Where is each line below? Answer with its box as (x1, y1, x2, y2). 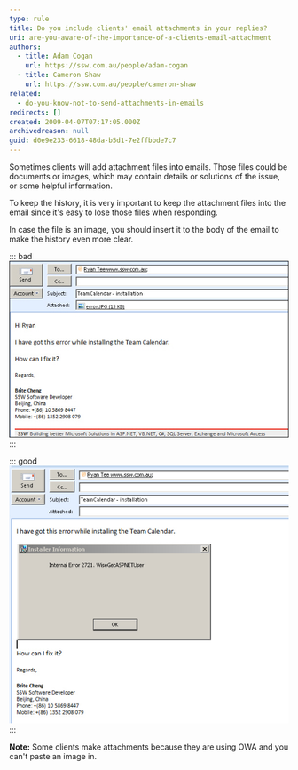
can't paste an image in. (9, 751, 98, 762)
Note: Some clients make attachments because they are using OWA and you (9, 742, 289, 752)
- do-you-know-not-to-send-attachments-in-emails (17, 99, 204, 107)
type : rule (9, 14, 50, 23)
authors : (9, 43, 42, 52)
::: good (9, 456, 37, 466)
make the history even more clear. (9, 234, 134, 244)
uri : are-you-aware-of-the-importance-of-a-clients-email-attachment (9, 33, 272, 42)
